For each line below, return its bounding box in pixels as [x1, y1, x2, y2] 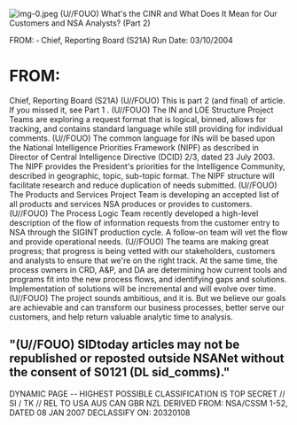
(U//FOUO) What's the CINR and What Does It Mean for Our [59, 9, 277, 19]
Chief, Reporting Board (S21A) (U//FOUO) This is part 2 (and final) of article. [9, 95, 285, 105]
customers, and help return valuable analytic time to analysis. [9, 311, 233, 322]
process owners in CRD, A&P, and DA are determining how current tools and [9, 264, 287, 274]
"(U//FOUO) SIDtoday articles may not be [9, 337, 240, 352]
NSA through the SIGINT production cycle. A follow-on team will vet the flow [9, 227, 288, 237]
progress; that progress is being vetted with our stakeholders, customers [9, 245, 276, 256]
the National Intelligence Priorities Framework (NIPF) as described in [9, 142, 260, 152]
